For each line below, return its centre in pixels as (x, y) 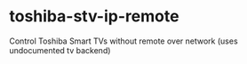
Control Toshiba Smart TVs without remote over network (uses (123, 41)
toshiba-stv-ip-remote (94, 16)
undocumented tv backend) (60, 50)
